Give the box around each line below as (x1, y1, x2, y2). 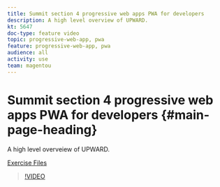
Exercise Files (7, 158, 47, 167)
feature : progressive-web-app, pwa (7, 43, 111, 50)
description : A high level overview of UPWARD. (7, 17, 149, 24)
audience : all (7, 50, 49, 57)
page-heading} (7, 121, 98, 137)
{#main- (160, 107, 210, 123)
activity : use (7, 56, 49, 63)
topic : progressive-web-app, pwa (7, 36, 105, 43)
